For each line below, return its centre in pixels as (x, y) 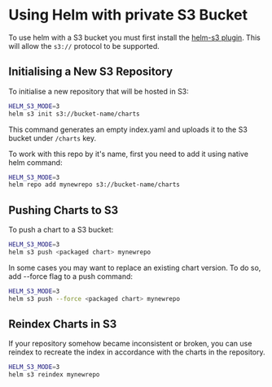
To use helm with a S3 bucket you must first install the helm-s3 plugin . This (134, 37)
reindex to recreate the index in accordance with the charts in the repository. (137, 352)
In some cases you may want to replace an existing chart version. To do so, (135, 267)
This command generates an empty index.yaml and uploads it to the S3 (128, 129)
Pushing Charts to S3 (64, 210)
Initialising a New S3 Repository (91, 72)
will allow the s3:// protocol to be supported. (84, 46)
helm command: (35, 162)
